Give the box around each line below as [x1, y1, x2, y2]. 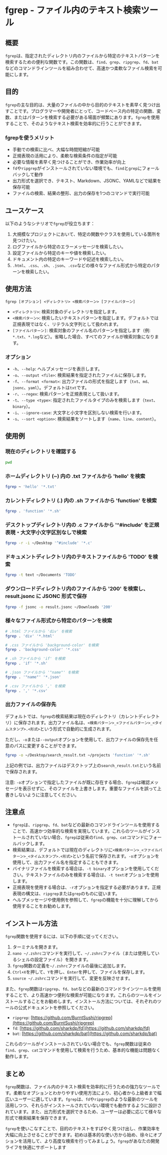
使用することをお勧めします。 [12, 903, 74, 909]
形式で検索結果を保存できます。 [5, 1115, 71, 1121]
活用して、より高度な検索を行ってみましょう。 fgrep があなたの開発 [22, 1138, 160, 1144]
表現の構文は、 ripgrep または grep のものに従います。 [12, 890, 120, 896]
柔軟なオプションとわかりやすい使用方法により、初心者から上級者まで [13, 1090, 158, 1096]
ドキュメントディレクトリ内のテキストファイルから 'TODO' [5, 553, 147, 560]
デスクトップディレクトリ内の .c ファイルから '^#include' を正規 [5, 521, 160, 528]
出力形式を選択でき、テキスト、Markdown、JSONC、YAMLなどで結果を [12, 178, 162, 184]
